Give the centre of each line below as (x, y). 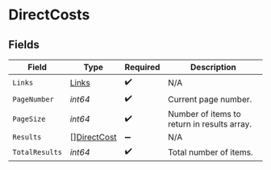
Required (142, 67)
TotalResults (38, 152)
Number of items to (205, 114)
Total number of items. (211, 152)
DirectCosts (49, 15)
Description (213, 67)
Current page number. (210, 99)
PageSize (29, 119)
